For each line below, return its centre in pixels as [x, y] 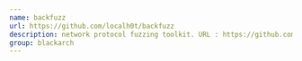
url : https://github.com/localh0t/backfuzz [92, 26]
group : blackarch [42, 43]
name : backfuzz [38, 17]
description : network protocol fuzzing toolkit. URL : [114, 34]
